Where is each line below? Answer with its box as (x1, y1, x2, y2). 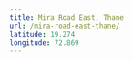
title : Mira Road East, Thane (9, 13, 125, 22)
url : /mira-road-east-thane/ (9, 22, 120, 30)
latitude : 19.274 (9, 30, 76, 39)
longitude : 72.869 (9, 38, 79, 48)
